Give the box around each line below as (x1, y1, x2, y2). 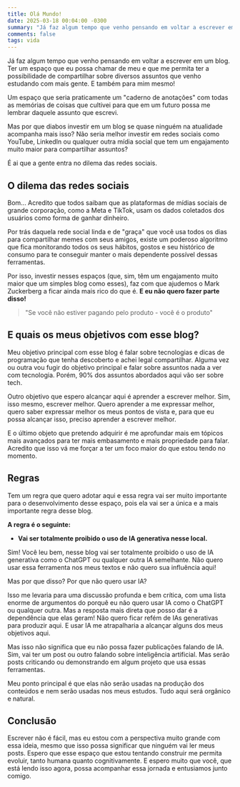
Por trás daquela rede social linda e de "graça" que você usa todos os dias (7, 227, 227, 236)
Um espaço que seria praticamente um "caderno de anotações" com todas (7, 94, 229, 102)
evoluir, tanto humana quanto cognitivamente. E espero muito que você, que (7, 756, 232, 765)
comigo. (7, 772, 32, 781)
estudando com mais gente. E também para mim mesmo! (7, 79, 176, 88)
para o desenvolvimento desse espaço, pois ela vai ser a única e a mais (7, 498, 219, 507)
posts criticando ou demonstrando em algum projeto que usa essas (7, 658, 206, 666)
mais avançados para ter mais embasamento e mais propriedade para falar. (7, 436, 230, 445)
